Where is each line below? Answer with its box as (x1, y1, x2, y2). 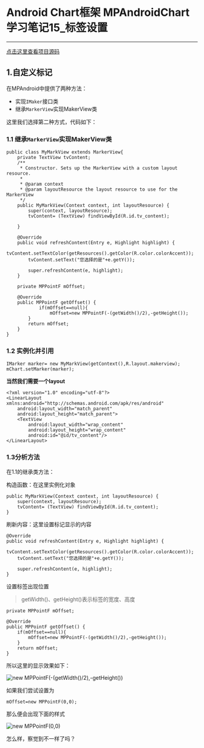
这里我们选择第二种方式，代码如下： (6, 118, 97, 125)
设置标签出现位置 (6, 582, 49, 590)
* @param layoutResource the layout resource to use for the (19, 186, 178, 192)
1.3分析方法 (6, 453, 41, 462)
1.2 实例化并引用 (6, 347, 54, 355)
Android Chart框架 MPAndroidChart (6, 5, 190, 19)
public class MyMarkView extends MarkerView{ (6, 149, 123, 155)
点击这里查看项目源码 (6, 48, 59, 55)
